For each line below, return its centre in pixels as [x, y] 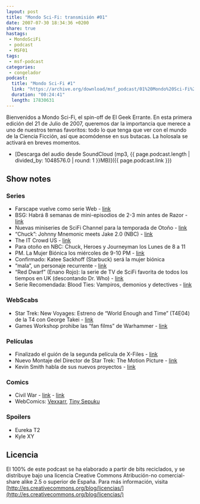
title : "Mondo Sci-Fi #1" [44, 84]
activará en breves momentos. [43, 142]
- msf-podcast [26, 61]
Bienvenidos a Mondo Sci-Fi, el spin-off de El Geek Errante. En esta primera [99, 117]
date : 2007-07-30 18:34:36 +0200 [48, 23]
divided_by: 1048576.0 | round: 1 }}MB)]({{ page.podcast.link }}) [93, 160]
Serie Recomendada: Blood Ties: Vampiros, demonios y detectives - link [103, 285]
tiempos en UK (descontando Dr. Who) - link [69, 278]
